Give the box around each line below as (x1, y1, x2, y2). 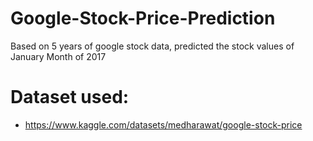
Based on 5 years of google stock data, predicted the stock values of (10, 40, 295, 52)
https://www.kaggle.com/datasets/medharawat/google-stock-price (24, 118, 303, 131)
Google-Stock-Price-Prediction (10, 7, 276, 30)
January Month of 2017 (10, 50, 107, 62)
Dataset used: (10, 86, 130, 109)
